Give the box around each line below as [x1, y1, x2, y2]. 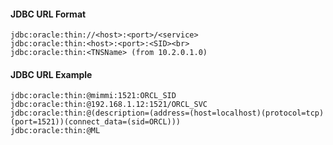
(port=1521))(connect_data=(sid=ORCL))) [10, 117, 182, 127]
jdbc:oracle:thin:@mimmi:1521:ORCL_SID [10, 91, 177, 101]
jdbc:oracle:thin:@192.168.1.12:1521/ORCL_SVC [10, 100, 208, 110]
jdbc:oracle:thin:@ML [10, 126, 101, 136]
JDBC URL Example [10, 68, 93, 80]
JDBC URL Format [10, 8, 87, 20]
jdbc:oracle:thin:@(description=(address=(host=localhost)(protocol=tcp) [10, 108, 325, 119]
